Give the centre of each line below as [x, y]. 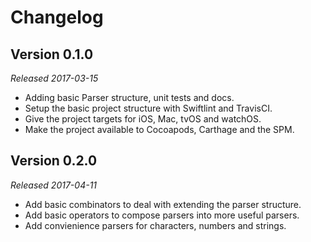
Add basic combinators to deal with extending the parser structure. [163, 204]
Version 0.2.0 [54, 161]
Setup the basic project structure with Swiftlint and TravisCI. [148, 108]
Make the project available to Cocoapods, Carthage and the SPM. [159, 129]
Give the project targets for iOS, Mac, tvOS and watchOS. [143, 119]
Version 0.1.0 [52, 54]
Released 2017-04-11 [54, 185]
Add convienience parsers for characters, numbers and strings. [155, 225]
